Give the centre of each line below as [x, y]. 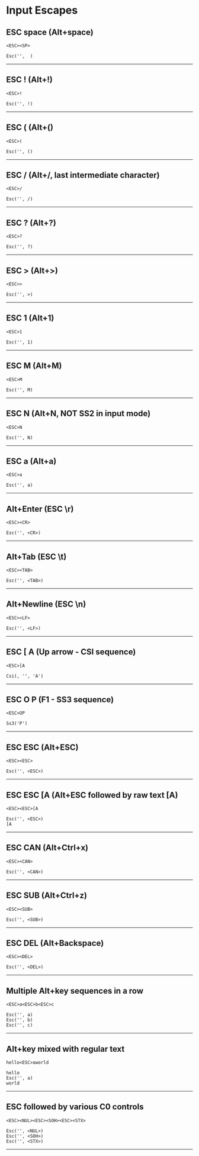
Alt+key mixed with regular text [65, 1049]
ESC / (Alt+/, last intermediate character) [83, 175]
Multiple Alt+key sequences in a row [75, 990]
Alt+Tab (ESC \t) [36, 556]
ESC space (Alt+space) [50, 32]
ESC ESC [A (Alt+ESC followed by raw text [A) [92, 795]
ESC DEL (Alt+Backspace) [55, 943]
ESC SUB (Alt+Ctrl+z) [47, 896]
